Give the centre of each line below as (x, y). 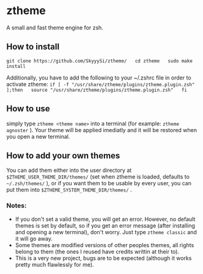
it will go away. (34, 239)
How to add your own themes (63, 156)
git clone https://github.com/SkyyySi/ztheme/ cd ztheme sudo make (99, 61)
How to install (33, 47)
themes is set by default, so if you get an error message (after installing (105, 225)
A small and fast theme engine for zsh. (55, 28)
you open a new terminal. (38, 136)
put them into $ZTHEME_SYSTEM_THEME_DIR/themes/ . (69, 190)
